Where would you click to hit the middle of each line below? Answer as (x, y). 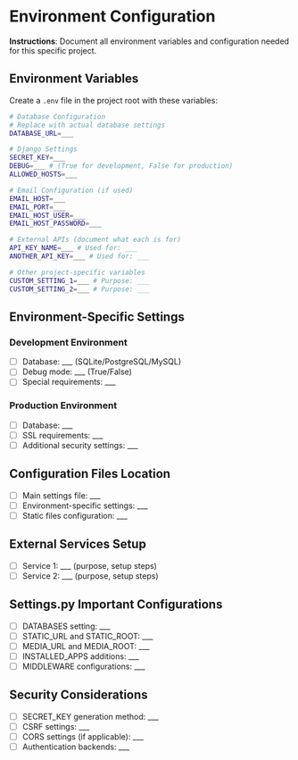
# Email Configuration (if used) (71, 190)
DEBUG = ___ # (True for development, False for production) (121, 166)
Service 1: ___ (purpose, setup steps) (90, 565)
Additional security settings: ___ (80, 445)
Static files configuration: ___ (74, 515)
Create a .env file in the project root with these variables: (114, 100)
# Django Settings (43, 149)
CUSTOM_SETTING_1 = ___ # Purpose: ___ (79, 280)
